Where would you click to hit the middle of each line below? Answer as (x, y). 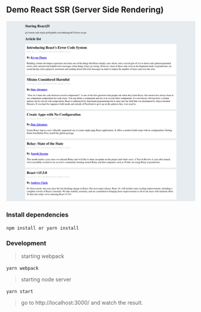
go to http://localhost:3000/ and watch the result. (82, 303)
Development (26, 243)
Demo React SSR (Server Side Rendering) (85, 10)
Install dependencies (37, 214)
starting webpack (43, 256)
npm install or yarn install (43, 228)
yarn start (20, 292)
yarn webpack (22, 268)
